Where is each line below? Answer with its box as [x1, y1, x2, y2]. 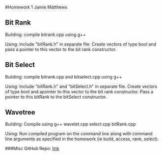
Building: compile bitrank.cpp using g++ [5, 32, 86, 38]
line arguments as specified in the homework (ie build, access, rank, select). [5, 136, 159, 142]
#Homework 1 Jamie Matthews [5, 4, 68, 10]
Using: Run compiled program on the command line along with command [5, 131, 153, 137]
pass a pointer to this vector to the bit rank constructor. [5, 46, 117, 52]
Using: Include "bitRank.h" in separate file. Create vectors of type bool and [5, 41, 156, 47]
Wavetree [5, 108, 35, 117]
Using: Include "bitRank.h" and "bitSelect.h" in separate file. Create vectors [5, 83, 158, 89]
